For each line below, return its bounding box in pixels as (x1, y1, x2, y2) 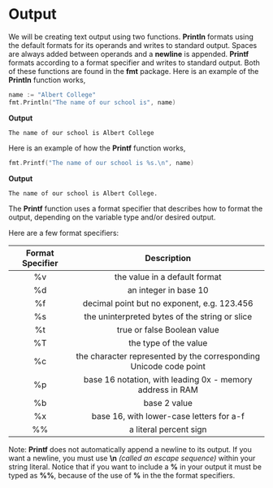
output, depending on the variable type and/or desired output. (8, 212, 216, 222)
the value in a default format (114, 271, 222, 282)
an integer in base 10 (127, 284, 209, 295)
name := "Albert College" (8, 90, 96, 98)
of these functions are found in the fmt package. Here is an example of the (8, 66, 259, 76)
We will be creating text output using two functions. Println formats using (8, 32, 254, 41)
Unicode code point (130, 360, 206, 372)
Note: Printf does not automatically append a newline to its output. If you (8, 444, 252, 454)
